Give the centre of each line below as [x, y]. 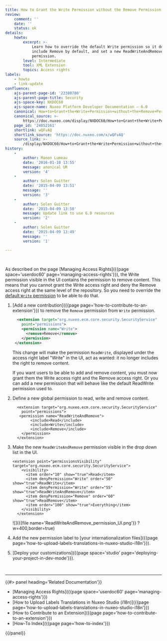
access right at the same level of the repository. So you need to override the [83, 290]
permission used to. [33, 388]
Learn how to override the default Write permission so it [94, 47]
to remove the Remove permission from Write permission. [98, 311]
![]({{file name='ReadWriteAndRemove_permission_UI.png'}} [74, 523]
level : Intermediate [44, 61]
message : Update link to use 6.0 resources [69, 214]
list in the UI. [25, 452]
